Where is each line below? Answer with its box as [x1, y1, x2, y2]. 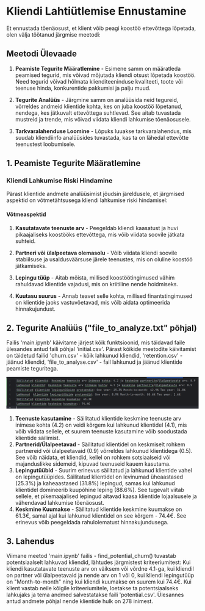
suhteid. [15, 237, 36, 245]
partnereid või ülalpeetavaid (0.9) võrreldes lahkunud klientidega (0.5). [15, 447, 193, 454]
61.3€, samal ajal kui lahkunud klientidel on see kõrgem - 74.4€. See [15, 512, 187, 519]
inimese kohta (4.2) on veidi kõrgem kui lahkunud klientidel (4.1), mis [15, 421, 187, 428]
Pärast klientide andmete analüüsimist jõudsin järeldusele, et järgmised [6, 190, 185, 198]
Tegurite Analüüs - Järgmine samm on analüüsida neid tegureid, [15, 96, 179, 103]
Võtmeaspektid [6, 211, 46, 218]
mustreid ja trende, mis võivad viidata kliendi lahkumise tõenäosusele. [15, 115, 191, 123]
